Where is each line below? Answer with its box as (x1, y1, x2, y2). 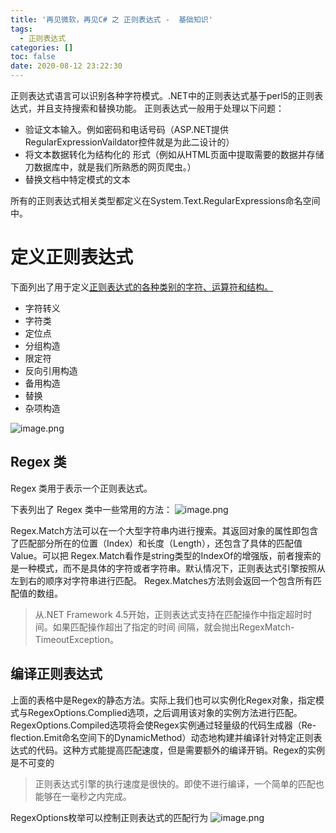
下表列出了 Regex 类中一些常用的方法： (10, 503, 173, 515)
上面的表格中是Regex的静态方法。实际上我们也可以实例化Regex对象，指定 (10, 694, 317, 706)
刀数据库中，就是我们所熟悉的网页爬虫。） (24, 161, 197, 173)
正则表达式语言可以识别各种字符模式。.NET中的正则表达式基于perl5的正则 (10, 90, 315, 101)
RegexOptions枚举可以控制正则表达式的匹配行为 (10, 811, 209, 823)
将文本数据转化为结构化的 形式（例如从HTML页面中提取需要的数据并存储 (24, 149, 325, 160)
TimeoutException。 (34, 633, 120, 645)
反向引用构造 (24, 364, 78, 376)
